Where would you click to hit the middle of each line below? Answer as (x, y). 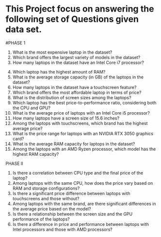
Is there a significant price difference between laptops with (71, 193)
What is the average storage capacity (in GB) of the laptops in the (78, 77)
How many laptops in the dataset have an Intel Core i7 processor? (78, 62)
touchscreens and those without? (46, 198)
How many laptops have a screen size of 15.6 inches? (66, 118)
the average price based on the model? (52, 208)
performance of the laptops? (41, 219)
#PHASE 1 (16, 43)
